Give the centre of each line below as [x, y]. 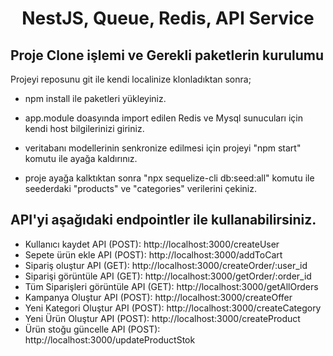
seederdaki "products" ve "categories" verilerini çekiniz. [140, 188]
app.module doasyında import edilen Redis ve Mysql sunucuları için [163, 118]
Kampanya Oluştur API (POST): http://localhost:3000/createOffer [158, 297]
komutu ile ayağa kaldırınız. [81, 158]
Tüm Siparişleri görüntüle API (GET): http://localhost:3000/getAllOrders [171, 286]
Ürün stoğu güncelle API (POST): [92, 329]
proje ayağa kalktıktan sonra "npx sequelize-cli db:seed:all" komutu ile [169, 178]
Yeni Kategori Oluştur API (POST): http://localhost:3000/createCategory [173, 308]
